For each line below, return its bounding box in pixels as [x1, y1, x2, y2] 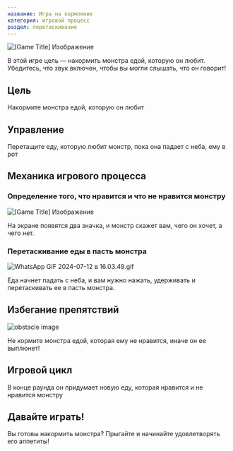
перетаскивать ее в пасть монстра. [7, 283, 115, 291]
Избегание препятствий [7, 304, 119, 316]
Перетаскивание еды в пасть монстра [7, 246, 147, 256]
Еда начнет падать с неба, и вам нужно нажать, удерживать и [7, 276, 196, 284]
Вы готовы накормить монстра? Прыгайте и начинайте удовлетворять [7, 430, 220, 438]
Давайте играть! [7, 411, 85, 423]
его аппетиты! [7, 437, 49, 445]
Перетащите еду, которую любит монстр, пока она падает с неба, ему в [7, 143, 226, 150]
